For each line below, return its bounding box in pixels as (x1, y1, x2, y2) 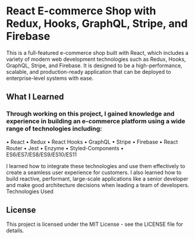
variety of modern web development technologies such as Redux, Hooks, (6, 55, 186, 63)
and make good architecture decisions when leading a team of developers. (6, 181, 190, 188)
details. (6, 227, 24, 234)
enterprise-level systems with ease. (6, 75, 94, 82)
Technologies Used (6, 188, 54, 195)
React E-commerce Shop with (6, 4, 156, 18)
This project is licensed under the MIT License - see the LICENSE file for (6, 221, 183, 228)
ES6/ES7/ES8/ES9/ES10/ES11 (6, 151, 77, 158)
